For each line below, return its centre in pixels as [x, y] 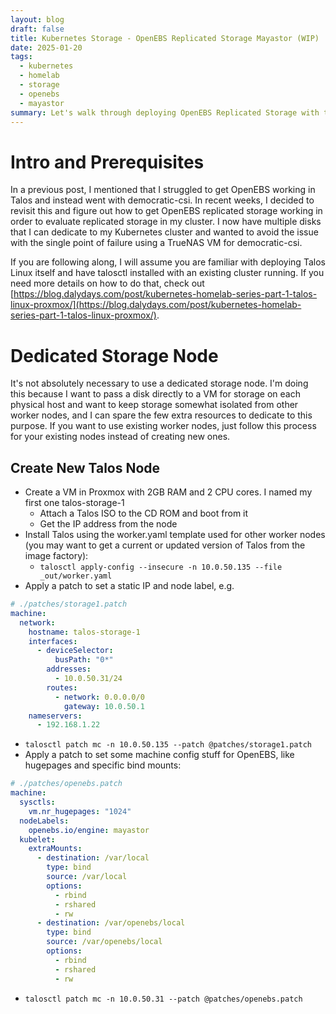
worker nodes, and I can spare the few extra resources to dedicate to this [161, 415]
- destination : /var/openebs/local [111, 923]
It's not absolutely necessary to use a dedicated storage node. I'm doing [159, 383]
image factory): [56, 556]
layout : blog [37, 19]
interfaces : [53, 641]
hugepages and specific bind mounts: [103, 765]
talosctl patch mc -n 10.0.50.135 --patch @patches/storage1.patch [168, 745]
